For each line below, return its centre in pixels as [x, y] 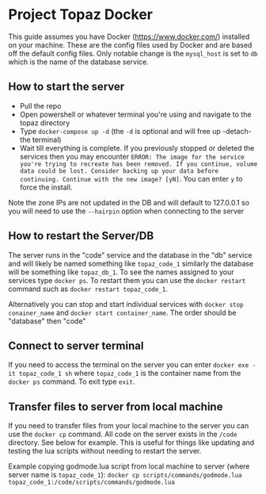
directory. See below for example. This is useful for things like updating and [131, 442]
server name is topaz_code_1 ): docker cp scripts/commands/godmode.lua [125, 475]
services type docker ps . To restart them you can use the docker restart [127, 280]
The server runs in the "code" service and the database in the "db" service [130, 255]
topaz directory [45, 123]
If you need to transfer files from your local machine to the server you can [129, 426]
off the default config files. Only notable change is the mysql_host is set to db [133, 53]
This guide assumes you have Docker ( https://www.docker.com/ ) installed [129, 36]
